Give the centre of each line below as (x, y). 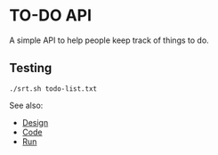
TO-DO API (50, 16)
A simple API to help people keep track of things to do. (109, 40)
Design (35, 122)
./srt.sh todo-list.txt (53, 89)
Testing (31, 68)
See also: (26, 105)
